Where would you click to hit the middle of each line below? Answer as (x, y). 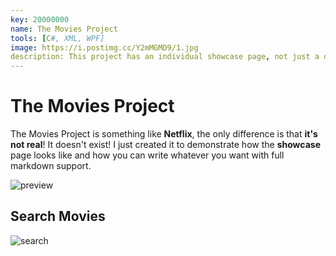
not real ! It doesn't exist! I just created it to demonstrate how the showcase (165, 145)
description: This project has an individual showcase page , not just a (165, 57)
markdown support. (51, 166)
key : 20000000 (40, 19)
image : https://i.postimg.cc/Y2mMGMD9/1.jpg (104, 47)
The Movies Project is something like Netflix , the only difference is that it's (164, 134)
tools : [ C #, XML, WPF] (57, 38)
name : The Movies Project (64, 29)
